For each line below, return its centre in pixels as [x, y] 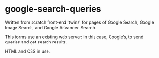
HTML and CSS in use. [28, 51]
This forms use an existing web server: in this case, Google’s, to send [74, 37]
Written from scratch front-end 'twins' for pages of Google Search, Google [79, 22]
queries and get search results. [36, 42]
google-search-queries [53, 9]
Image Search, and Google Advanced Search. [51, 27]
